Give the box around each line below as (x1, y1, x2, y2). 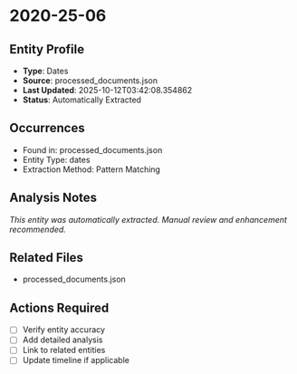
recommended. (9, 224, 66, 235)
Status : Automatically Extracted (22, 94, 142, 105)
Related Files (9, 250, 84, 265)
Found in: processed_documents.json (22, 144, 163, 155)
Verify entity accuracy (22, 324, 106, 335)
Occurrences (9, 120, 85, 136)
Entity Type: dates (22, 154, 91, 165)
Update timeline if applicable (22, 355, 129, 366)
